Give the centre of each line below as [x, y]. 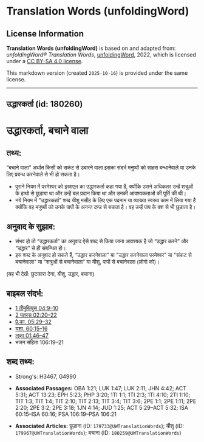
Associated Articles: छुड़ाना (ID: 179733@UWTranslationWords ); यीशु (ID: [100, 426]
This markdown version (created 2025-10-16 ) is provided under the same [97, 73]
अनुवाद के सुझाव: [31, 226]
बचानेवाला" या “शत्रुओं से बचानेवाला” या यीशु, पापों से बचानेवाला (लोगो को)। [87, 262]
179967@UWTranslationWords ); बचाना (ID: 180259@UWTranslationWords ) [98, 432]
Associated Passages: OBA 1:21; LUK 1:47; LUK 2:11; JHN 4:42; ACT [101, 388]
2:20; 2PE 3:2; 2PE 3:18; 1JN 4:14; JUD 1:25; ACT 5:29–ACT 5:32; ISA [101, 407]
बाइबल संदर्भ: [25, 293]
